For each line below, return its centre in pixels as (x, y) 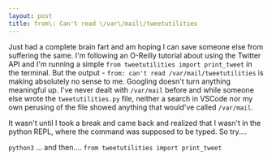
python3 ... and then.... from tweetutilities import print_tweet (115, 147)
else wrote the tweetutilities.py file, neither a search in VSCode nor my (131, 98)
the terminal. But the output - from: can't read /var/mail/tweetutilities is (136, 72)
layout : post (30, 16)
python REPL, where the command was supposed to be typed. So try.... (128, 132)
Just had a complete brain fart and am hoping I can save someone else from (136, 46)
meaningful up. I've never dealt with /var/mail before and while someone (131, 89)
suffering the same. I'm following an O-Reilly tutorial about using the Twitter (135, 55)
